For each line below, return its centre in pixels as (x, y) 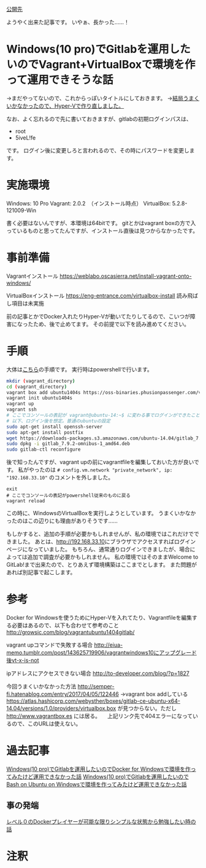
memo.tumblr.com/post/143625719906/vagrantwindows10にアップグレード (102, 653)
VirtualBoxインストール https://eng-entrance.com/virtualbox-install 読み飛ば (102, 295)
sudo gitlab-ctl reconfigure (44, 450)
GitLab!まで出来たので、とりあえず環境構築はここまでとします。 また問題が (102, 565)
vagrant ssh (21, 410)
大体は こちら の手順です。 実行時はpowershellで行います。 (80, 369)
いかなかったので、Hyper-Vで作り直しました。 (65, 106)
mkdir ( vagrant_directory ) (41, 381)
